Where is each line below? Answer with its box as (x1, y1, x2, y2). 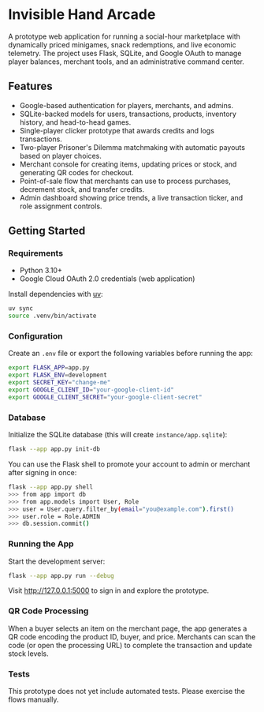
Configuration (8, 331, 63, 342)
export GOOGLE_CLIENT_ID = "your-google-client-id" (8, 386, 175, 394)
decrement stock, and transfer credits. (19, 184, 145, 194)
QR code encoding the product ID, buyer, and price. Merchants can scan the (8, 631, 256, 641)
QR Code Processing (8, 605, 89, 616)
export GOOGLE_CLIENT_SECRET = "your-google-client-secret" (8, 393, 203, 401)
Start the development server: (8, 556, 106, 566)
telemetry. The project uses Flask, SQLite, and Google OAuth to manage (8, 48, 242, 58)
